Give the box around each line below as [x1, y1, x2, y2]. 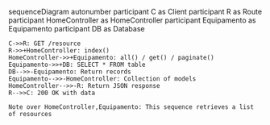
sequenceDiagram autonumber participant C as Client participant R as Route [8, 7, 263, 16]
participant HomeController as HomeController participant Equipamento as [8, 15, 256, 25]
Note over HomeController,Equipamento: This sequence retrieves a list [8, 103, 254, 111]
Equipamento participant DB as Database [8, 24, 145, 33]
